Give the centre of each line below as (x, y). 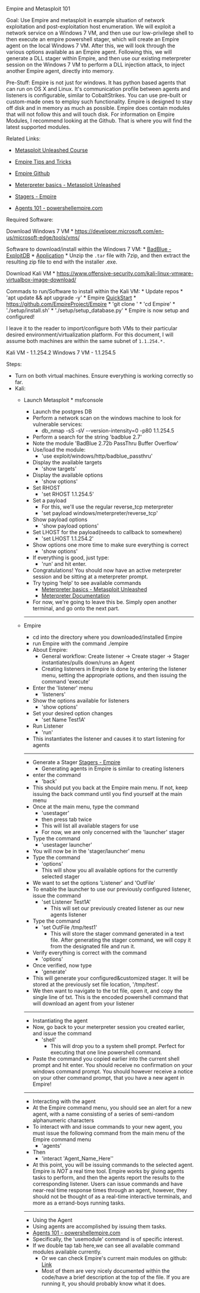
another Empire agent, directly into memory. (60, 71)
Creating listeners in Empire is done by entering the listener (114, 669)
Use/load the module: (59, 450)
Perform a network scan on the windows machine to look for (107, 418)
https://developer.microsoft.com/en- (119, 231)
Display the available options (68, 475)
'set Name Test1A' (63, 720)
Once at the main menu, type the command (86, 807)
